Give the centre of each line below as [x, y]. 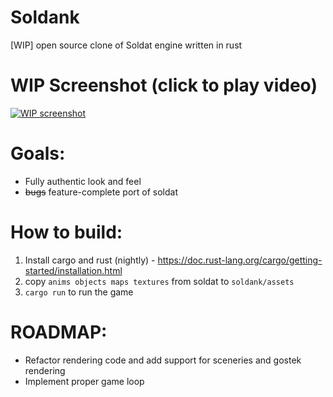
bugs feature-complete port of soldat [101, 192]
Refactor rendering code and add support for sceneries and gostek [163, 360]
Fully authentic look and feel [83, 181]
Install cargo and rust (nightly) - [90, 260]
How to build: [66, 232]
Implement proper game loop [84, 381]
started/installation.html [73, 270]
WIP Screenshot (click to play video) [164, 85]
